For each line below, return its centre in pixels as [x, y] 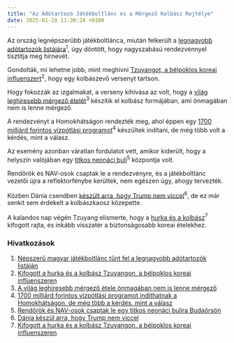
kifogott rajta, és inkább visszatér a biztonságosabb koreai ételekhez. [107, 225]
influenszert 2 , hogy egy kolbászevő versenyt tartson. [84, 78]
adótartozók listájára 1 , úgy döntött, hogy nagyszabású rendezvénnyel [107, 48]
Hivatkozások [31, 244]
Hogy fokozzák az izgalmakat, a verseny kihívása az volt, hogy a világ [108, 92]
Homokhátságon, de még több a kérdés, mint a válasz [95, 303]
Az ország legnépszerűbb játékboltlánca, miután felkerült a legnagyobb [110, 40]
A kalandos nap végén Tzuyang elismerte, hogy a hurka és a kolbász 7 [108, 217]
